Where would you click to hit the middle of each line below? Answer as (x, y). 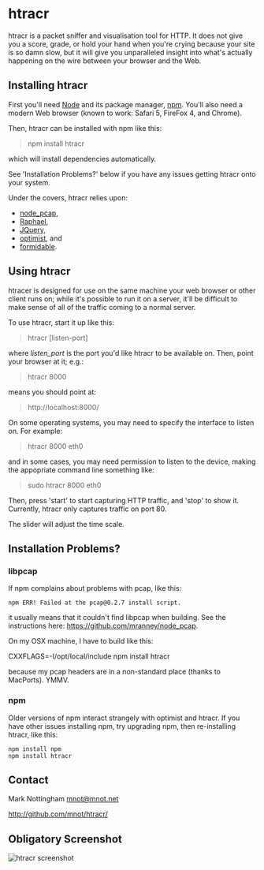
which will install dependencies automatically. (82, 159)
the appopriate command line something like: (82, 469)
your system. (30, 182)
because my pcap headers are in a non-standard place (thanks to (115, 672)
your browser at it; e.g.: (46, 361)
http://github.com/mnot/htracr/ (58, 814)
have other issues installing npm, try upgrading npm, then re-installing (122, 726)
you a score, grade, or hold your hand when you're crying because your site (132, 43)
